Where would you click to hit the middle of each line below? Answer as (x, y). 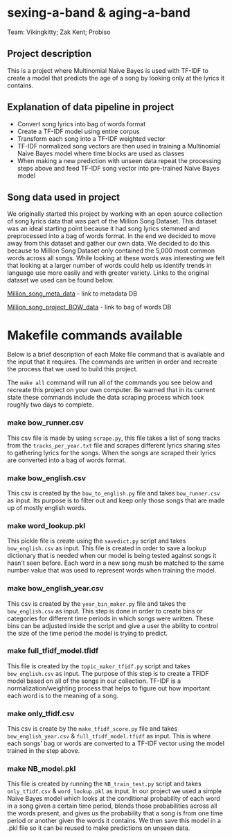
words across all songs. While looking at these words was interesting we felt (116, 258)
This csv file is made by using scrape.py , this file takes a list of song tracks (114, 438)
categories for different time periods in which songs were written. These (110, 618)
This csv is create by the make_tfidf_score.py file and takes (92, 729)
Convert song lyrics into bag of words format (81, 124)
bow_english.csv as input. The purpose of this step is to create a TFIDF (108, 673)
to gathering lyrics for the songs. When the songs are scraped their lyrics (111, 452)
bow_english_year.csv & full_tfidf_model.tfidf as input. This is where (109, 736)
